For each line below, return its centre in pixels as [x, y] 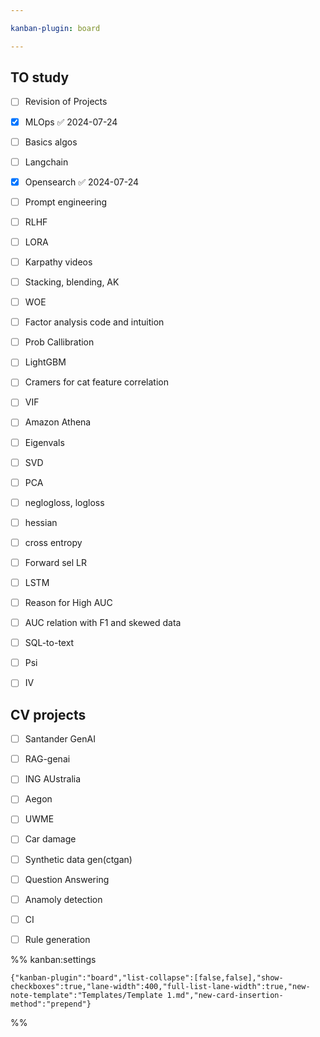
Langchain [46, 162]
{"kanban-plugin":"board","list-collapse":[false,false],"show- [147, 977]
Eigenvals [44, 442]
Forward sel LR [55, 562]
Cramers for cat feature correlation [96, 382]
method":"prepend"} [51, 1004]
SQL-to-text [49, 643]
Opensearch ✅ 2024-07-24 [82, 182]
